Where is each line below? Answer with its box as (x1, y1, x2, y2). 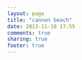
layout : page (7, 10, 45, 17)
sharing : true (7, 36, 48, 43)
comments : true (7, 29, 51, 37)
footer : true (7, 42, 45, 49)
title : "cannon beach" (7, 17, 72, 23)
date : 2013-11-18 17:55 (7, 23, 76, 30)
